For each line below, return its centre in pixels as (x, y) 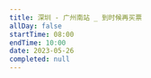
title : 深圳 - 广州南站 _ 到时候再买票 (75, 17)
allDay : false (36, 26)
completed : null (40, 59)
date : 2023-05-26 (42, 51)
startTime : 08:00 (42, 34)
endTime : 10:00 (38, 43)
